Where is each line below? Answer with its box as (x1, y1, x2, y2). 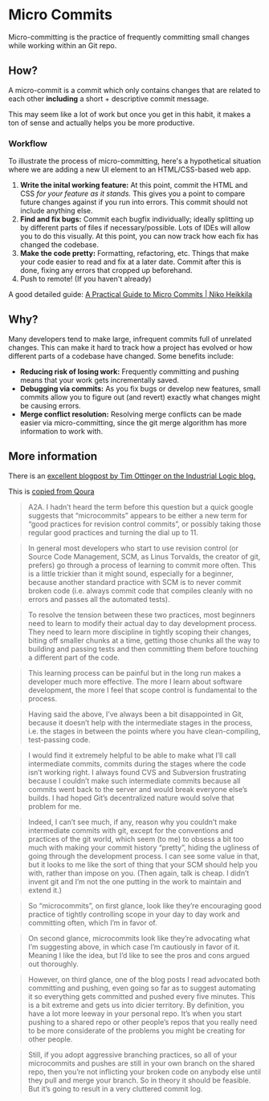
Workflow (8, 138, 48, 149)
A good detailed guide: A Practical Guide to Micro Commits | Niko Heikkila (8, 290, 253, 299)
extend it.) (27, 885, 63, 895)
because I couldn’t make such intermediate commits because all (27, 776, 241, 786)
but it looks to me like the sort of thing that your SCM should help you (27, 859, 259, 869)
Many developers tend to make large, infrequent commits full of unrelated (8, 334, 252, 343)
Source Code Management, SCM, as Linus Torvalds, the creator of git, (27, 551, 261, 561)
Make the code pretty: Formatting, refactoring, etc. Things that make (19, 249, 250, 258)
